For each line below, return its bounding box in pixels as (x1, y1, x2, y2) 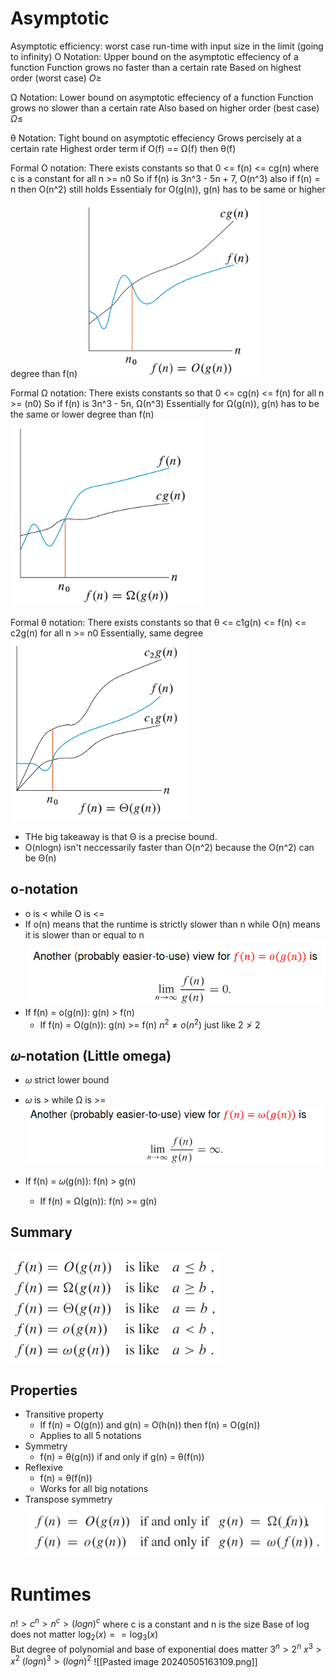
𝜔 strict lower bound (24, 1074, 110, 1086)
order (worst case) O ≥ (10, 72, 102, 84)
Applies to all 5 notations (39, 1430, 142, 1442)
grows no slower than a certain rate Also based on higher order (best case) (10, 102, 320, 114)
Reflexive (24, 1462, 63, 1474)
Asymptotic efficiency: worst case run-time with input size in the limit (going (10, 40, 324, 52)
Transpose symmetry (24, 1493, 113, 1506)
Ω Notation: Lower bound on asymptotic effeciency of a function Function (10, 91, 314, 103)
